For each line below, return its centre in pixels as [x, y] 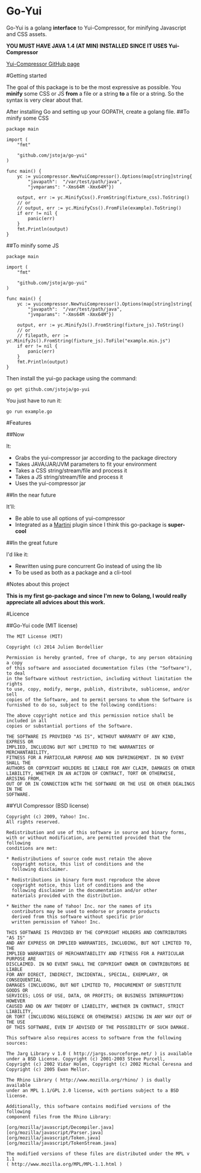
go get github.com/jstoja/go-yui [48, 389]
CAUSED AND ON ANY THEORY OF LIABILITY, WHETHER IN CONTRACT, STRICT [95, 1006]
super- [176, 524]
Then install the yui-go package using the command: [72, 378]
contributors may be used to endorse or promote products [86, 911]
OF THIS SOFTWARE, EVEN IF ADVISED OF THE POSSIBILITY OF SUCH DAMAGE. [98, 1027]
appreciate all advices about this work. [56, 602]
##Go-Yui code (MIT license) [42, 625]
